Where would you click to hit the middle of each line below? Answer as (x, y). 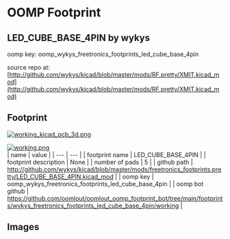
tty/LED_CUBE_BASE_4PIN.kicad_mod (61, 176)
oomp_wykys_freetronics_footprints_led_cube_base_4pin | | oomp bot (105, 184)
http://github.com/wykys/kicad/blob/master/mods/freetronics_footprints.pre (114, 169)
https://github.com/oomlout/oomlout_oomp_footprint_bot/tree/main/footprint (115, 198)
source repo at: (28, 67)
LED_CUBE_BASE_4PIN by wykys (79, 38)
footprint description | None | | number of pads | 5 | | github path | (100, 162)
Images (23, 227)
